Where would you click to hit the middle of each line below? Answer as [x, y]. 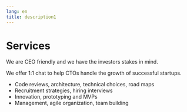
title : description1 [31, 17]
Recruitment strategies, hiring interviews [64, 90]
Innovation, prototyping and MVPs [56, 97]
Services [29, 46]
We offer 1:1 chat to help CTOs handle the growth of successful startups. [94, 73]
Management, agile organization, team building [71, 103]
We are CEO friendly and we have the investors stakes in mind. [82, 62]
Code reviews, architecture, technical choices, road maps [84, 85]
